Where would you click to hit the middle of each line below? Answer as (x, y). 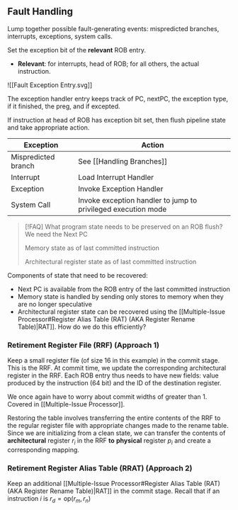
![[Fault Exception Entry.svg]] (50, 85)
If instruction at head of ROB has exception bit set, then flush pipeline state (117, 120)
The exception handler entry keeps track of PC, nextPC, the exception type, (118, 98)
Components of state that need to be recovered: (78, 275)
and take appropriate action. (49, 127)
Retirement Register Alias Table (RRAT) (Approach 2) (100, 468)
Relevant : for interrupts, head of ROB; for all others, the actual (108, 64)
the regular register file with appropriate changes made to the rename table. (118, 426)
